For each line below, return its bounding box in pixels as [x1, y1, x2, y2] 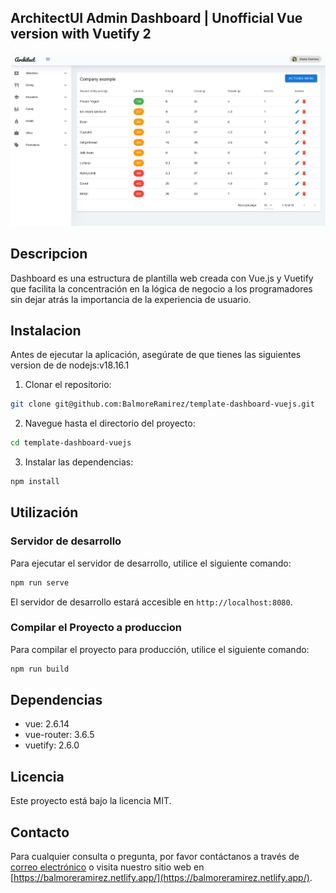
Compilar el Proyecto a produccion [10, 621, 182, 635]
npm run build [10, 664, 70, 674]
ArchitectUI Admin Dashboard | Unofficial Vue [10, 10, 303, 27]
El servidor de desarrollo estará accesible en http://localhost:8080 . [10, 596, 293, 608]
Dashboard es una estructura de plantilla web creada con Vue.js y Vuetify [10, 272, 314, 284]
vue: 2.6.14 [24, 718, 70, 730]
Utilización [10, 504, 79, 521]
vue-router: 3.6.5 [24, 729, 95, 741]
